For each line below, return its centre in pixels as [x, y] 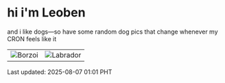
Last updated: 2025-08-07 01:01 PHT [60, 72]
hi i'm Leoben [46, 13]
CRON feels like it [32, 38]
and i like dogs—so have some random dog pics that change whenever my [113, 32]
